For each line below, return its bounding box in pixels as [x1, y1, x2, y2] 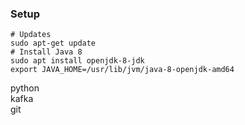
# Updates [10, 30, 52, 40]
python [10, 82, 40, 94]
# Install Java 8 [10, 47, 83, 57]
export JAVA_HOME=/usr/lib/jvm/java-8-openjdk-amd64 [10, 65, 235, 75]
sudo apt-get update [10, 38, 97, 49]
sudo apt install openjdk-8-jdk [10, 56, 145, 66]
